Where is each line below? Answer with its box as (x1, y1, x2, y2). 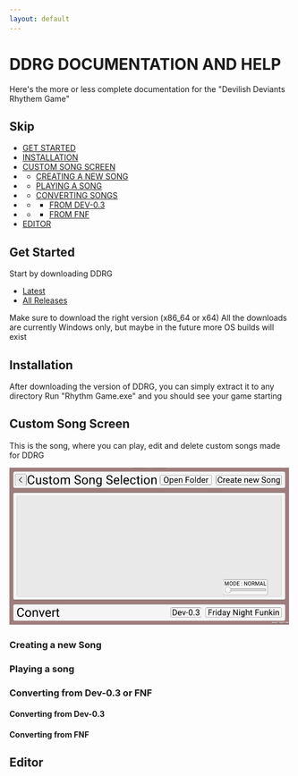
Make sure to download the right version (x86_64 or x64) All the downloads (9, 313, 288, 324)
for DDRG (9, 450, 45, 460)
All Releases (21, 295, 68, 306)
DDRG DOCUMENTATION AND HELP (9, 54, 282, 74)
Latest (21, 286, 47, 297)
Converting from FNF (9, 730, 89, 740)
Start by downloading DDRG (9, 268, 114, 279)
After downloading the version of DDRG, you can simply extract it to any (9, 381, 275, 392)
